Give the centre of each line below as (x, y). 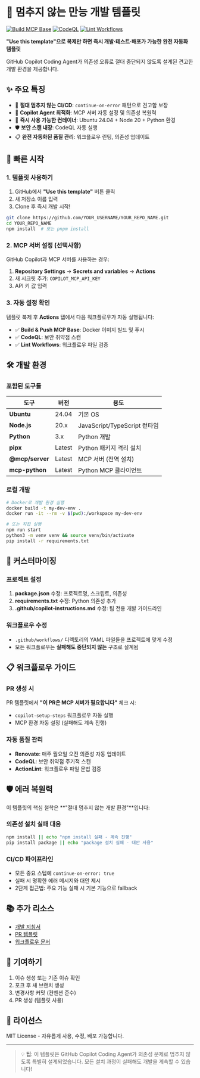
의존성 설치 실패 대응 (34, 824)
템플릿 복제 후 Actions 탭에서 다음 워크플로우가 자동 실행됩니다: (80, 317)
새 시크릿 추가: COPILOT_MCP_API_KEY (57, 278)
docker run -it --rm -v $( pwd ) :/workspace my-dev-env (74, 514)
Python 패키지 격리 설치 (110, 448)
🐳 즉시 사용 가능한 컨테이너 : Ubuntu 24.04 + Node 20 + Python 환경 (95, 120)
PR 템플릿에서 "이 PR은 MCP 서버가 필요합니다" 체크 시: (71, 703)
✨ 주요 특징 (26, 90)
